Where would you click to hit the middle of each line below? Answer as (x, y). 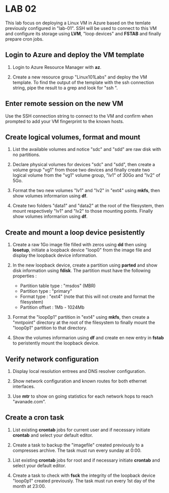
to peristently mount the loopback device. (56, 343)
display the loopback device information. (55, 255)
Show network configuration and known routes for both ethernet (80, 381)
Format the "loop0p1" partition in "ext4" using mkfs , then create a (81, 317)
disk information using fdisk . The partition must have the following (81, 271)
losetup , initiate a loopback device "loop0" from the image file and (82, 250)
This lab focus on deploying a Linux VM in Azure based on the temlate (78, 23)
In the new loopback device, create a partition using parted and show (85, 265)
